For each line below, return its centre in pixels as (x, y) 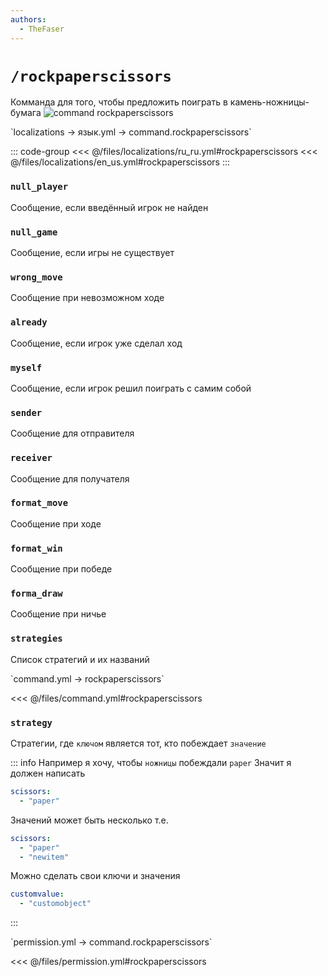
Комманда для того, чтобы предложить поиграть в (119, 102)
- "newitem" (44, 857)
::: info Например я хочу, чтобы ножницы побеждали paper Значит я (151, 762)
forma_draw (36, 594)
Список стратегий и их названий (80, 659)
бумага (26, 113)
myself (26, 367)
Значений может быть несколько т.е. (89, 820)
